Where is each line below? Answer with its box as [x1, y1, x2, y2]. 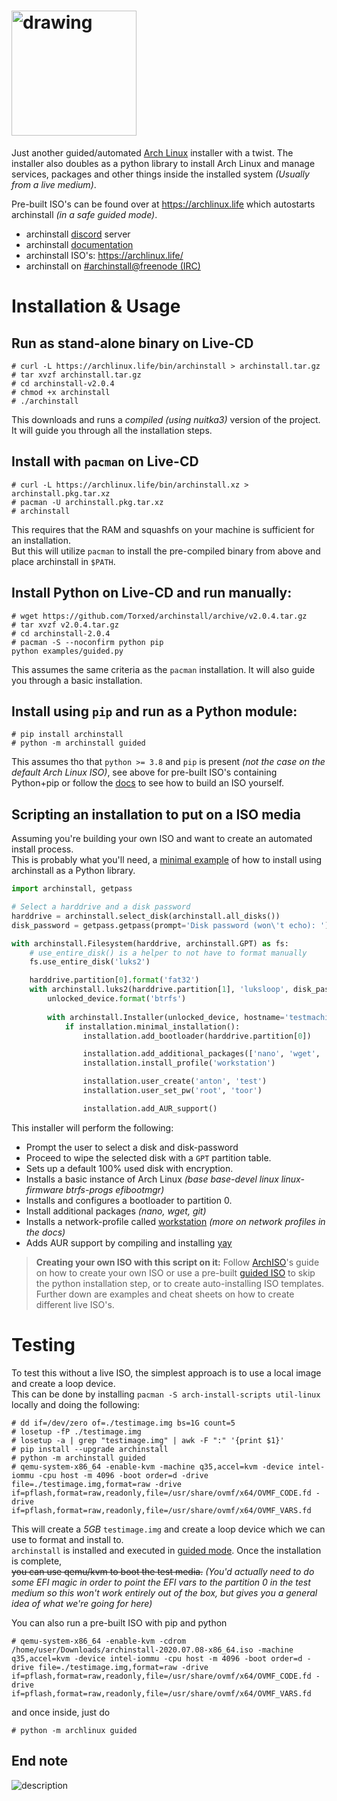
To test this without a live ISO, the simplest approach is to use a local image [11, 1366, 322, 1379]
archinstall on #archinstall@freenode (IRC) [25, 260, 201, 272]
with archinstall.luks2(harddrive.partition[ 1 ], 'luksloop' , [29, 985, 289, 995]
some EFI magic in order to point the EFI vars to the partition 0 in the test [11, 1576, 311, 1588]
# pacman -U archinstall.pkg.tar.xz [11, 497, 164, 507]
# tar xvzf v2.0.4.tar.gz [11, 620, 119, 630]
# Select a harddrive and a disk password [11, 902, 191, 912]
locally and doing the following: [11, 1398, 141, 1410]
